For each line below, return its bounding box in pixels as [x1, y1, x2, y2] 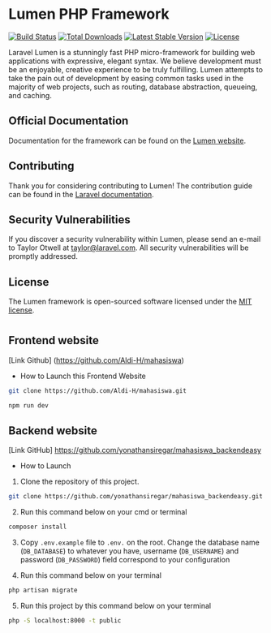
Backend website [8, 424, 97, 437]
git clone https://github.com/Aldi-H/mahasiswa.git [8, 386, 187, 394]
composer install [8, 523, 67, 532]
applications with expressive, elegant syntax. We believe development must [8, 56, 261, 66]
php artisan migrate [8, 586, 79, 595]
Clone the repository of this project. [19, 476, 140, 487]
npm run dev [8, 401, 49, 410]
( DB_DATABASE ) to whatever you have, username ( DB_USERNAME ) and [19, 546, 239, 556]
